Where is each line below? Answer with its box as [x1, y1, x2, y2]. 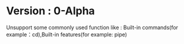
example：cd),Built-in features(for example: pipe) [6, 31, 128, 38]
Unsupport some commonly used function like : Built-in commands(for [6, 24, 179, 31]
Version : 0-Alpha [6, 4, 95, 18]
